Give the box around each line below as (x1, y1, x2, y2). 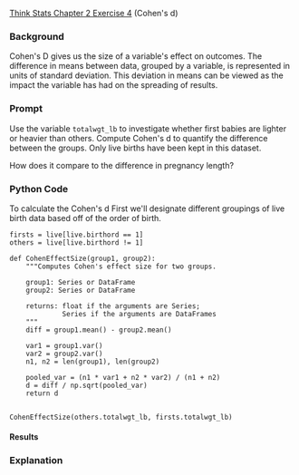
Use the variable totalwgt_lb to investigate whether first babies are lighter (9, 122, 287, 134)
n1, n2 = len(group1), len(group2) (25, 357, 160, 366)
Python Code (9, 182, 69, 195)
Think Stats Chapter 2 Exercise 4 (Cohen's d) (9, 8, 178, 18)
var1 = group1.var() (25, 341, 103, 350)
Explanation (9, 454, 63, 467)
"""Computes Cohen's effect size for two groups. (25, 262, 217, 271)
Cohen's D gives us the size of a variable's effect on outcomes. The (9, 51, 263, 62)
